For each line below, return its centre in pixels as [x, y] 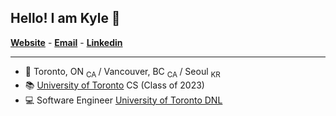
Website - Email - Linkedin [66, 42]
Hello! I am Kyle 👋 [65, 18]
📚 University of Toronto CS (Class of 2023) [114, 85]
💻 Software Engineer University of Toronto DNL [123, 100]
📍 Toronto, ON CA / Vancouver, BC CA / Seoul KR [122, 72]
